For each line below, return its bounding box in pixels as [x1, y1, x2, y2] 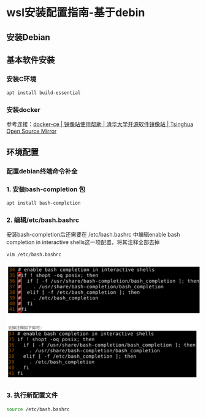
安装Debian [6, 32, 50, 42]
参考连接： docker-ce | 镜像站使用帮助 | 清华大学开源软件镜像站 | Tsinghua [6, 120, 194, 128]
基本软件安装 [6, 55, 55, 65]
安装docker [6, 106, 41, 114]
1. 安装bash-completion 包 [6, 185, 86, 194]
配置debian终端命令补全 [6, 167, 78, 175]
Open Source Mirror [6, 127, 57, 135]
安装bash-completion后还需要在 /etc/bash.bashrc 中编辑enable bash [6, 231, 180, 239]
